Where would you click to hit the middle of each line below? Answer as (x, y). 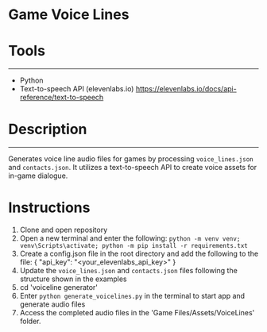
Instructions (49, 208)
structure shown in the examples (73, 279)
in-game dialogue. (38, 176)
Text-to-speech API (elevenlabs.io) (77, 89)
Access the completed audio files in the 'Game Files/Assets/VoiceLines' (137, 313)
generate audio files (52, 304)
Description (48, 129)
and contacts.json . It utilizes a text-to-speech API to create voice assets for (133, 168)
